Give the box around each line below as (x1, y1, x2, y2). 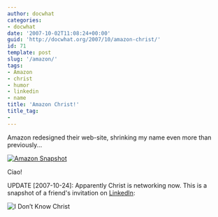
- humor (7, 82, 30, 89)
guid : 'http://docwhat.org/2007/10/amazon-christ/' (7, 36, 161, 43)
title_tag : (7, 107, 39, 114)
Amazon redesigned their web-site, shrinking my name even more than (7, 133, 212, 142)
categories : (7, 17, 42, 24)
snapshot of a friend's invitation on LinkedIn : (7, 188, 136, 197)
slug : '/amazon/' (7, 56, 58, 63)
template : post (7, 50, 52, 57)
